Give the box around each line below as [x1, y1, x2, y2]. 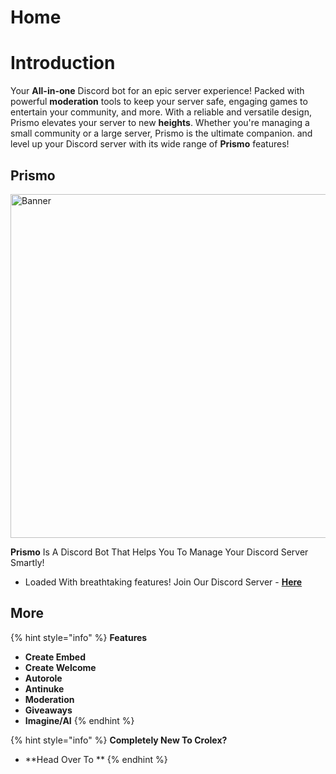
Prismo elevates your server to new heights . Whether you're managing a [10, 117, 310, 129]
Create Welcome [24, 661, 97, 673]
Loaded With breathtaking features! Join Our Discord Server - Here [24, 576, 303, 588]
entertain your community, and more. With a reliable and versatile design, [10, 106, 312, 118]
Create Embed [24, 651, 87, 663]
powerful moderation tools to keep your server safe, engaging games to [10, 96, 308, 108]
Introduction [10, 52, 116, 75]
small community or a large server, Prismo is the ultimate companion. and [10, 127, 313, 140]
